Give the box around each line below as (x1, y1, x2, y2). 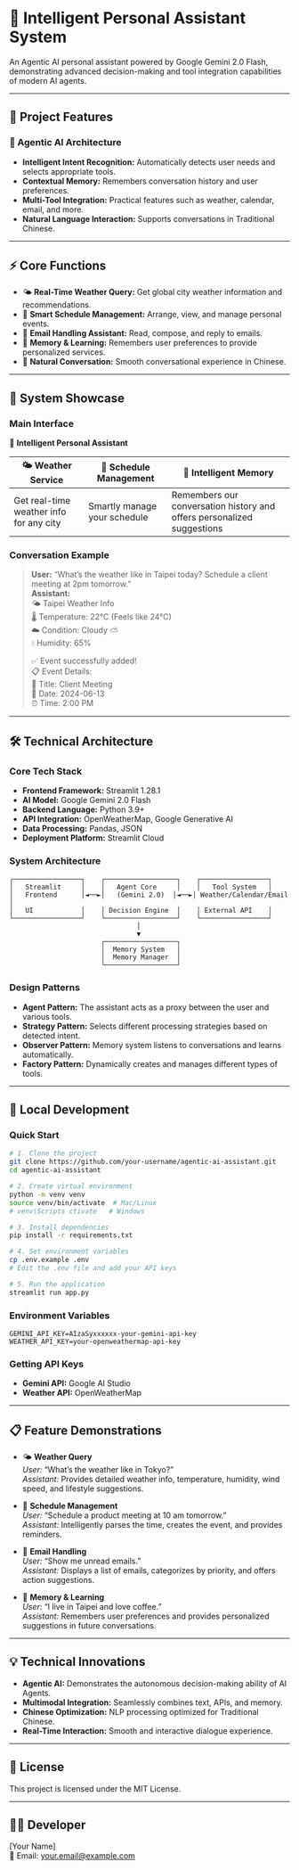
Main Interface (9, 417, 74, 430)
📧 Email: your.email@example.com (9, 1850, 136, 1861)
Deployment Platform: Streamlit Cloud (21, 832, 165, 843)
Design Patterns (9, 981, 80, 994)
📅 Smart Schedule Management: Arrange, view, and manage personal (21, 309, 282, 320)
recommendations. (21, 299, 92, 310)
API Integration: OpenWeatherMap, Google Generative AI (21, 814, 234, 824)
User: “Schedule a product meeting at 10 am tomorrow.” (21, 1510, 227, 1521)
